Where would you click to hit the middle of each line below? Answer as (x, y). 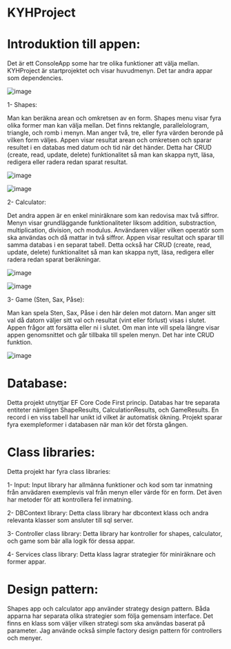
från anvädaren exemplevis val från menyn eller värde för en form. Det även (114, 492)
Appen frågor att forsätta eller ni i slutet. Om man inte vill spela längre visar (113, 328)
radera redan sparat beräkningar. (54, 259)
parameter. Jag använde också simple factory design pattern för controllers (114, 630)
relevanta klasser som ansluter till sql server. (70, 520)
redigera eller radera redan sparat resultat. (68, 162)
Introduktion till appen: (74, 44)
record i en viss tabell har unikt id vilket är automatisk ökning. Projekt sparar (115, 417)
